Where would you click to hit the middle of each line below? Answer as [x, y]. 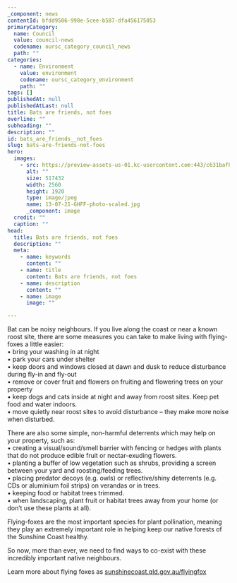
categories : [25, 60]
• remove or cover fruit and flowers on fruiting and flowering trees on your [115, 382]
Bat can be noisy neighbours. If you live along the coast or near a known [113, 329]
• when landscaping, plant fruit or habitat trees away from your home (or [113, 501]
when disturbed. [31, 419]
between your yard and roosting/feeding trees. [75, 471]
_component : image [53, 211]
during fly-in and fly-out [42, 375]
